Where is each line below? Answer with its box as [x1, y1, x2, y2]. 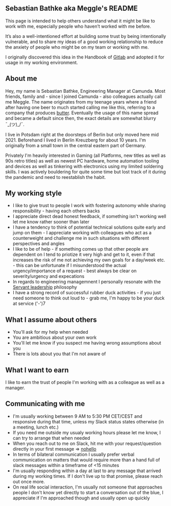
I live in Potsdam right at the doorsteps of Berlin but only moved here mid [5, 131, 159, 137]
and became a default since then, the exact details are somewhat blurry [5, 115, 157, 121]
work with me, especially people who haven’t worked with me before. [5, 23, 152, 29]
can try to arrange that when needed [12, 435, 90, 441]
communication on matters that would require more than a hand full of [12, 456, 160, 463]
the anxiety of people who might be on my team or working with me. [5, 44, 149, 50]
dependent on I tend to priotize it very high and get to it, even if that [12, 251, 155, 258]
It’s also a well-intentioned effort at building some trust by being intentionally [5, 33, 166, 39]
